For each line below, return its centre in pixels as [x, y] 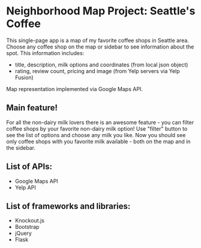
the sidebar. [21, 147]
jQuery [23, 233]
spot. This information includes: [45, 53]
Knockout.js [30, 220]
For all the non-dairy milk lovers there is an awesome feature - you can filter [100, 122]
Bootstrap [27, 227]
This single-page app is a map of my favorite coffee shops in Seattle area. [97, 40]
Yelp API [25, 187]
